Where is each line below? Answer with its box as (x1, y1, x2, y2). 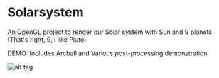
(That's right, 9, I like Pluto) (7, 35, 87, 43)
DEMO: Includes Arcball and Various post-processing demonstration (7, 49, 208, 57)
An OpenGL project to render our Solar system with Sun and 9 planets (7, 28, 212, 36)
